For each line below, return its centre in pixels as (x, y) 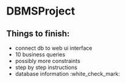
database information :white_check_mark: (68, 74)
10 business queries (40, 55)
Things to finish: (38, 34)
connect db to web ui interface (54, 48)
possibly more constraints (47, 61)
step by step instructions (46, 67)
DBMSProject (41, 11)
